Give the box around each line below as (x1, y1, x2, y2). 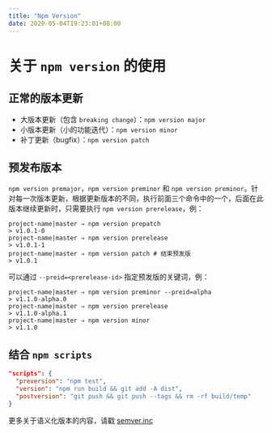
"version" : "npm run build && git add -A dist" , (15, 384, 183, 393)
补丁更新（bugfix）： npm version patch (19, 134, 150, 144)
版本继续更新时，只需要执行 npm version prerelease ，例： (8, 204, 204, 214)
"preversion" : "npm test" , (15, 377, 107, 385)
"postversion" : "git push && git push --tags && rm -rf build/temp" (15, 392, 252, 401)
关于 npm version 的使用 (8, 57, 166, 75)
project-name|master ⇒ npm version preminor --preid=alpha (8, 288, 212, 296)
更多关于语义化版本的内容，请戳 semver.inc (8, 415, 154, 425)
